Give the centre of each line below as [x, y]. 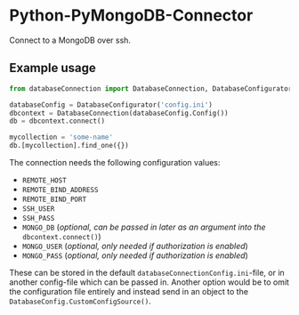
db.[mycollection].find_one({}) [69, 146]
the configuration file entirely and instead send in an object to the [129, 291]
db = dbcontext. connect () [57, 121]
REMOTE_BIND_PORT [54, 199]
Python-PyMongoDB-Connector [131, 16]
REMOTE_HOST [44, 181]
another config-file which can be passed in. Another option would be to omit [149, 282]
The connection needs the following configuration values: [115, 162]
